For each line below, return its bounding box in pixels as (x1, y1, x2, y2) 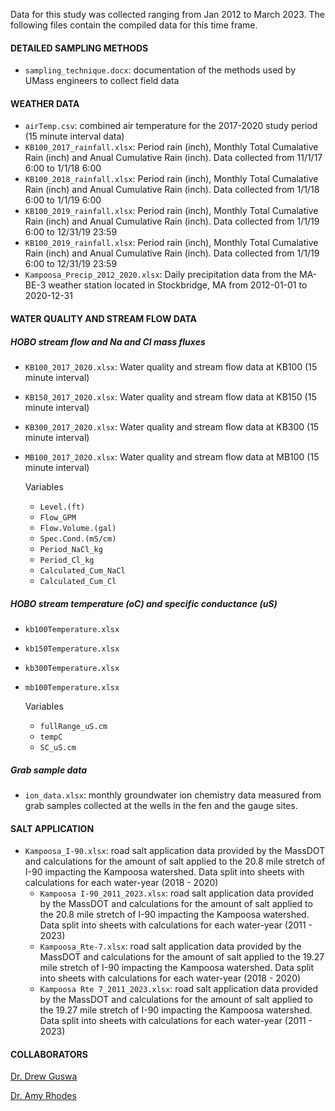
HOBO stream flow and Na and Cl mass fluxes (10, 335, 206, 348)
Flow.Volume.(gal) (39, 523, 117, 533)
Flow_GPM (39, 512, 77, 523)
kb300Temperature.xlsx (24, 663, 120, 673)
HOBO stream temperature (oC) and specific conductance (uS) (10, 597, 278, 609)
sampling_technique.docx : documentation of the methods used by (24, 64, 297, 76)
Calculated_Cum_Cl (39, 576, 117, 586)
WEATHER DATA (10, 97, 80, 109)
